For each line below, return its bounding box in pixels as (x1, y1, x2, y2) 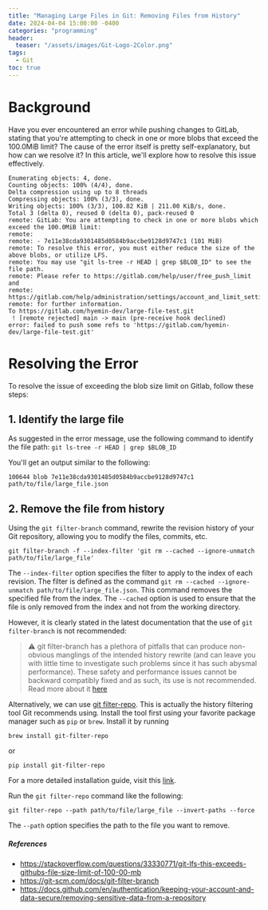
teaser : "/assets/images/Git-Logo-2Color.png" (15, 42, 173, 50)
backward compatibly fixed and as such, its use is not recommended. (27, 676, 257, 685)
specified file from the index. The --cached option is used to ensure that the (8, 593, 256, 604)
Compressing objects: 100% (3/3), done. (8, 195, 145, 203)
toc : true (8, 64, 41, 72)
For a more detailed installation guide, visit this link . (8, 776, 177, 785)
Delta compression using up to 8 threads (8, 188, 148, 196)
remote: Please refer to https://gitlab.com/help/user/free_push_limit (8, 272, 251, 280)
